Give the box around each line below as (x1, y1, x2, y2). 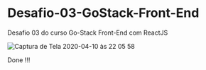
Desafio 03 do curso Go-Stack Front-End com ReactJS (7, 28, 168, 37)
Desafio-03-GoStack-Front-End (7, 5, 200, 21)
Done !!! (7, 55, 31, 64)
